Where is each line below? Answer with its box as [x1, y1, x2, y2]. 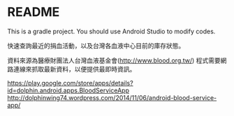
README [7, 4, 60, 20]
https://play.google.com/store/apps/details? [7, 78, 134, 87]
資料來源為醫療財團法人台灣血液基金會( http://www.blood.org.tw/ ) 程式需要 [7, 56, 221, 65]
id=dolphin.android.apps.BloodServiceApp [7, 86, 129, 94]
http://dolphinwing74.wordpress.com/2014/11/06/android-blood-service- [7, 93, 217, 101]
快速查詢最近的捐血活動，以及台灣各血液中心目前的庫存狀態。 [7, 41, 185, 49]
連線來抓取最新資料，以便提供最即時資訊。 [13, 65, 136, 73]
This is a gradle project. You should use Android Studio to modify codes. [7, 27, 216, 35]
